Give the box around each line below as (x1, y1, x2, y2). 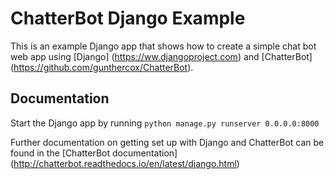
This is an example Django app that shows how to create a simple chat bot (10, 40, 317, 52)
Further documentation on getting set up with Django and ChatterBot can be (10, 136, 325, 148)
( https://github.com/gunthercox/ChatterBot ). (10, 61, 194, 73)
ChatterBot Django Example (10, 7, 246, 30)
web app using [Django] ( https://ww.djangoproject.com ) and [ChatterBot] (10, 50, 313, 62)
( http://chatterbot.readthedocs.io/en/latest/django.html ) (10, 157, 240, 169)
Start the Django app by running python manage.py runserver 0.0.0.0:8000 (10, 117, 320, 129)
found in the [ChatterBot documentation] (10, 147, 178, 159)
